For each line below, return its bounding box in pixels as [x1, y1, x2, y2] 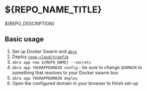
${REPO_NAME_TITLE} [5, 4, 102, 15]
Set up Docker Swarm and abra [12, 48, 77, 54]
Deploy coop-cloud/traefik [12, 53, 69, 59]
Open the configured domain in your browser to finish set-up [12, 80, 138, 86]
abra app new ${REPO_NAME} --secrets [12, 59, 92, 65]
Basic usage [5, 35, 44, 43]
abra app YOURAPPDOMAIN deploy [12, 75, 78, 81]
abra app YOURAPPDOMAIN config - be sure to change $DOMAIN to [12, 64, 142, 70]
